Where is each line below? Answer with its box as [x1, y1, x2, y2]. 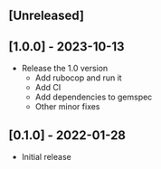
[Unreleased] [8, 8, 85, 23]
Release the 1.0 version [21, 63, 109, 74]
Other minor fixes [34, 101, 100, 112]
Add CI [34, 82, 62, 93]
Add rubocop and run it [34, 72, 123, 83]
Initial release [21, 152, 71, 163]
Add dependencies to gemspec [34, 91, 153, 103]
